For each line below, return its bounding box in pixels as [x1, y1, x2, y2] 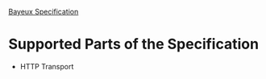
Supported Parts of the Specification [8, 35, 260, 53]
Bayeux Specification [8, 7, 79, 16]
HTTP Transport [19, 61, 74, 71]
